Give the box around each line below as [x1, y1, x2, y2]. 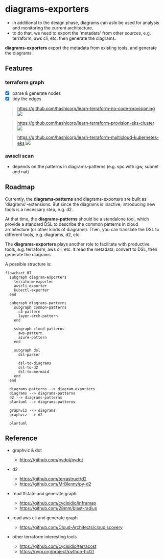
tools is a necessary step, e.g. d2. [5, 206, 73, 212]
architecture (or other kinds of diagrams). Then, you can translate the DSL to [5, 226, 160, 232]
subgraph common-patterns [14, 305, 67, 310]
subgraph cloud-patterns [14, 326, 65, 331]
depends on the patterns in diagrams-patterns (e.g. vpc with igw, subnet [12, 163, 159, 170]
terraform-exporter [14, 279, 54, 284]
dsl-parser [18, 352, 41, 357]
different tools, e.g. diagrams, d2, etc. [5, 232, 81, 238]
